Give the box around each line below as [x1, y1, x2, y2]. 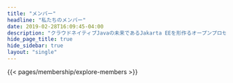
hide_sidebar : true [7, 42, 64, 49]
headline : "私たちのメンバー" [7, 17, 87, 24]
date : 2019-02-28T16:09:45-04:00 [7, 23, 104, 30]
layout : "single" [7, 49, 58, 56]
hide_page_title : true [7, 36, 73, 43]
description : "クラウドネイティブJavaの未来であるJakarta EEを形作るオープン [7, 29, 212, 37]
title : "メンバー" [7, 10, 57, 17]
